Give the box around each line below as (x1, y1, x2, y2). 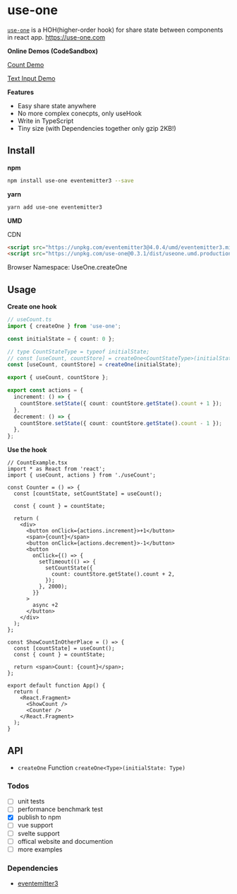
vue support (17, 821, 54, 830)
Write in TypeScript (17, 116, 74, 125)
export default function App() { (7, 682, 106, 690)
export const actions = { (7, 387, 83, 394)
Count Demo (7, 60, 44, 69)
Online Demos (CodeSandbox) (7, 47, 99, 55)
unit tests (17, 797, 45, 806)
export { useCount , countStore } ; (7, 374, 109, 381)
